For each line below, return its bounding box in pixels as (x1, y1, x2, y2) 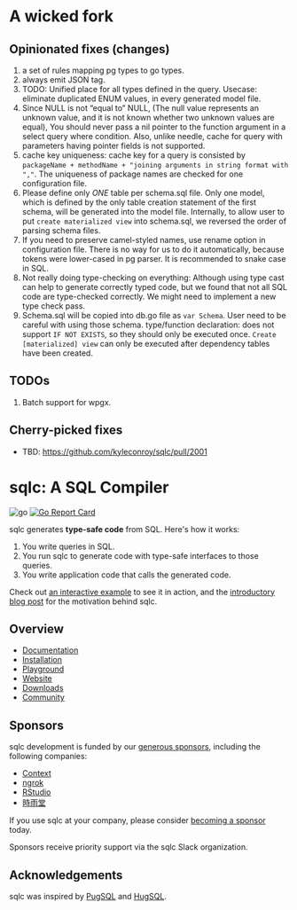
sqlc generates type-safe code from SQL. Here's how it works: (9, 523, 240, 534)
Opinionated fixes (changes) (9, 42, 170, 57)
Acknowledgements (9, 867, 123, 883)
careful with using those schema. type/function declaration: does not (21, 319, 275, 330)
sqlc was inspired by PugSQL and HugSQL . (9, 891, 167, 901)
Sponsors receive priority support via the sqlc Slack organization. (9, 842, 248, 852)
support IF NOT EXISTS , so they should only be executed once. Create (21, 329, 277, 339)
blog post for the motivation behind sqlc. (9, 596, 158, 607)
